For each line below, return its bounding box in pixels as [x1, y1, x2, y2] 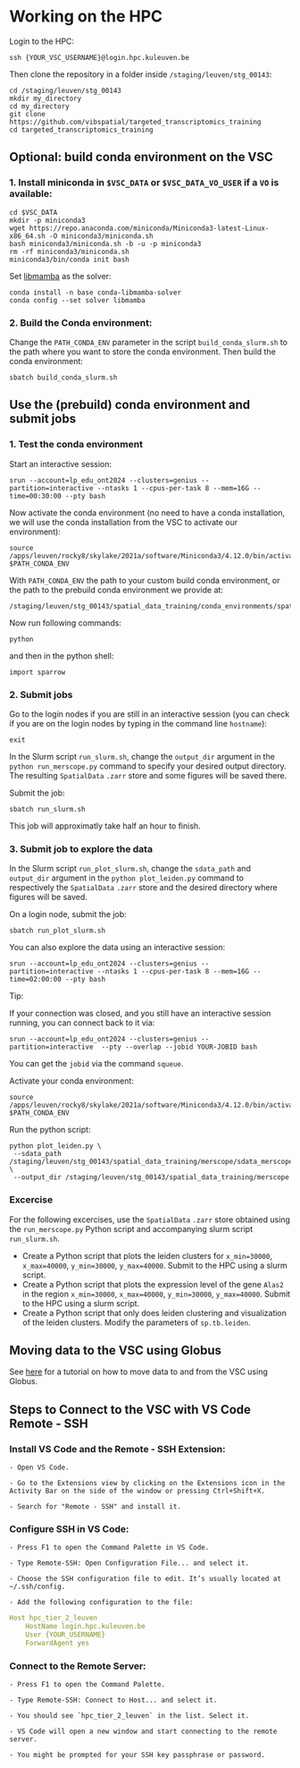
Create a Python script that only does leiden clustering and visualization [21, 1307, 287, 1318]
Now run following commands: [9, 617, 122, 628]
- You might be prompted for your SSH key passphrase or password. [9, 1751, 266, 1760]
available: [9, 188, 53, 200]
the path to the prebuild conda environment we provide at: [9, 584, 223, 595]
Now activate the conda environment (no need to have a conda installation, [9, 507, 286, 518]
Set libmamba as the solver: [9, 270, 112, 281]
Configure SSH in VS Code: [9, 1523, 129, 1535]
